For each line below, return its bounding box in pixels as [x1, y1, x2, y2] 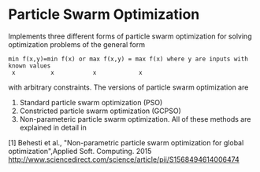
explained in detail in [19, 123, 87, 132]
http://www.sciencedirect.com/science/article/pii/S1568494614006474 [8, 155, 240, 164]
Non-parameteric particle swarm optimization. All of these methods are [19, 114, 251, 123]
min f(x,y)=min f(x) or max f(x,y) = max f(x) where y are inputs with [8, 55, 248, 63]
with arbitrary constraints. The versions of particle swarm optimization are [8, 82, 249, 92]
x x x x [11, 68, 143, 76]
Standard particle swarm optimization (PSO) [19, 97, 163, 107]
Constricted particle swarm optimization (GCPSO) [19, 106, 181, 115]
